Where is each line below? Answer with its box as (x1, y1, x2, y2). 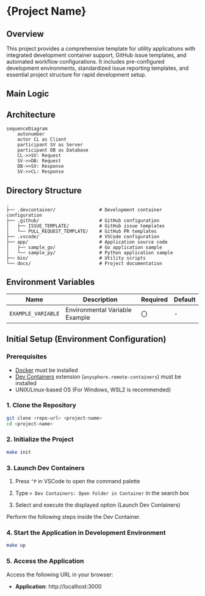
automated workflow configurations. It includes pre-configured (6, 58, 165, 65)
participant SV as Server (17, 142, 84, 148)
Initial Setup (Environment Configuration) (6, 334, 167, 344)
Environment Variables (6, 277, 95, 287)
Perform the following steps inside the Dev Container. (6, 513, 141, 521)
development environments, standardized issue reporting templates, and (6, 64, 189, 72)
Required (141, 295, 168, 304)
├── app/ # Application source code (6, 239, 168, 246)
